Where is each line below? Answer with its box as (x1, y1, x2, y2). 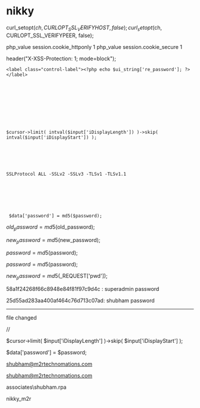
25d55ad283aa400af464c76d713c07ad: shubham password (6, 297, 155, 304)
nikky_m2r (6, 395, 32, 403)
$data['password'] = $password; (6, 349, 87, 356)
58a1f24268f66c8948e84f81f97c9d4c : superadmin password (6, 286, 160, 293)
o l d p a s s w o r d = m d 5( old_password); (6, 223, 95, 232)
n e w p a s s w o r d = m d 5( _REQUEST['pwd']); (6, 272, 108, 281)
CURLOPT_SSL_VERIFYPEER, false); (6, 32, 94, 39)
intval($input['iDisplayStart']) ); (6, 134, 97, 140)
